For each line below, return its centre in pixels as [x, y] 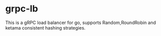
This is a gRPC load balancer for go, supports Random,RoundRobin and [81, 22]
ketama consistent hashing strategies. [45, 27]
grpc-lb [22, 9]
